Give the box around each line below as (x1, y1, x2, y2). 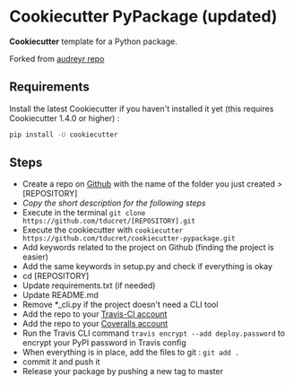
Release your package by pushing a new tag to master (22, 366, 224, 377)
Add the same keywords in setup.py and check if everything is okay (22, 261, 273, 272)
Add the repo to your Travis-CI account (22, 309, 168, 319)
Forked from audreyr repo (9, 53, 105, 64)
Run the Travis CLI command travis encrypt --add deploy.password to (22, 328, 285, 338)
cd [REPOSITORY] (22, 271, 90, 282)
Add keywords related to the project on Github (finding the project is (22, 242, 275, 253)
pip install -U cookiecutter (9, 130, 118, 139)
